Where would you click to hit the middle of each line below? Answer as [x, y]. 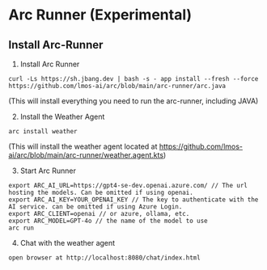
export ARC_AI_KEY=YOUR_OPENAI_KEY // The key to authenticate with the [133, 200]
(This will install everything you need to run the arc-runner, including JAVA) [133, 101]
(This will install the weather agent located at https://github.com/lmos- [126, 146]
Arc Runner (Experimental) [100, 15]
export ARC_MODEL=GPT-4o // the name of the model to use [108, 221]
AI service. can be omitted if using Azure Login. [95, 207]
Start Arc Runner [48, 171]
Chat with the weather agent [68, 243]
